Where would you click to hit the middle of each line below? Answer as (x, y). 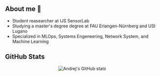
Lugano (20, 31)
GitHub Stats (25, 57)
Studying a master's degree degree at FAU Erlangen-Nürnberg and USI (84, 26)
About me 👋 (23, 9)
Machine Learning (30, 41)
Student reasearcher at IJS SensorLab (51, 20)
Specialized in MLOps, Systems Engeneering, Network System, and (80, 36)
